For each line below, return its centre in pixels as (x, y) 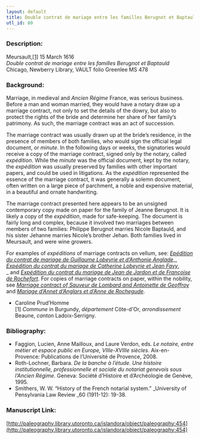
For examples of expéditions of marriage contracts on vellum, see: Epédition (100, 253)
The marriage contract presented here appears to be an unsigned (87, 203)
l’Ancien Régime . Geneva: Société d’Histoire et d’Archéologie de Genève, (104, 376)
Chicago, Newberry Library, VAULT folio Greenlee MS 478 (77, 69)
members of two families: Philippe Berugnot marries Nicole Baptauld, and (96, 229)
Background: (25, 85)
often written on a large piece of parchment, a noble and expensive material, (100, 185)
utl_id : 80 (20, 23)
